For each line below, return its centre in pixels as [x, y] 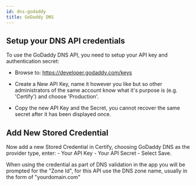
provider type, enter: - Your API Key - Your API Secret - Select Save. [89, 153]
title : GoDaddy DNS [30, 17]
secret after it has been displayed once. [63, 114]
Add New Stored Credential [57, 133]
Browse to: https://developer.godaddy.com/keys [73, 73]
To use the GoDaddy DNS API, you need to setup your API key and [87, 55]
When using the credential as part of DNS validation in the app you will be [96, 165]
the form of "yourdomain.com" [43, 177]
